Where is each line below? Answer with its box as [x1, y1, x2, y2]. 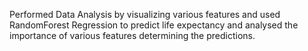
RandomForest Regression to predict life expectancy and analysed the [9, 19, 299, 31]
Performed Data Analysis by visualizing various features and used [9, 9, 281, 20]
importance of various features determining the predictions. [9, 30, 256, 41]
